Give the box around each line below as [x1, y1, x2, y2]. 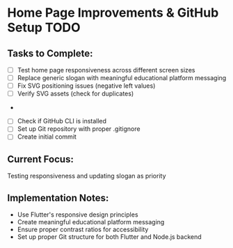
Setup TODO [7, 20, 81, 36]
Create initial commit [17, 132, 77, 141]
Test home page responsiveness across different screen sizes [17, 66, 195, 74]
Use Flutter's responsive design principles [17, 210, 138, 219]
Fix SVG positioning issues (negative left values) [17, 82, 156, 90]
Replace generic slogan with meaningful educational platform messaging [17, 74, 227, 82]
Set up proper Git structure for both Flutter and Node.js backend [17, 233, 202, 241]
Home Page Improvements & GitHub [7, 5, 219, 21]
